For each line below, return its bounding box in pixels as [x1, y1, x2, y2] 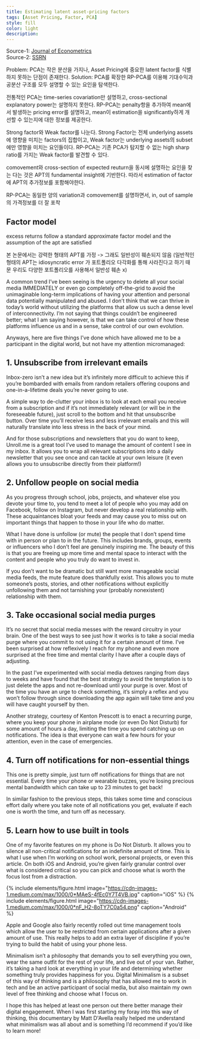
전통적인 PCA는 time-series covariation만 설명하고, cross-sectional [6, 94, 167, 101]
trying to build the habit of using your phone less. [6, 940, 127, 948]
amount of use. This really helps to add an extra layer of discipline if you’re [6, 934, 190, 941]
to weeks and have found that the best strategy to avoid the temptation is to [6, 676, 193, 683]
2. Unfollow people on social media [6, 477, 139, 488]
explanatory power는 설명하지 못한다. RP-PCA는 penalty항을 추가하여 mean [6, 101, 186, 108]
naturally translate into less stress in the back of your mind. [6, 423, 152, 430]
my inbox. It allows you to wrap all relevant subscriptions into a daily [6, 448, 174, 455]
